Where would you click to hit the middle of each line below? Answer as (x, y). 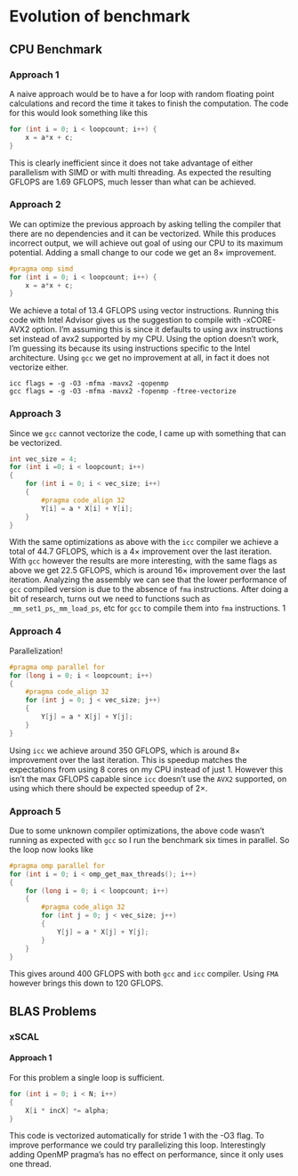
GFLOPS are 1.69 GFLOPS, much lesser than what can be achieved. (133, 182)
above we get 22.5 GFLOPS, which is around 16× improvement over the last (148, 571)
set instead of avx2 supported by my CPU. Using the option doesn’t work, (144, 339)
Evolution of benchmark (100, 16)
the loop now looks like (51, 849)
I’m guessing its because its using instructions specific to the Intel (130, 348)
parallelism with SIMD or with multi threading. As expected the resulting (140, 172)
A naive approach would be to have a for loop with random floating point (142, 93)
